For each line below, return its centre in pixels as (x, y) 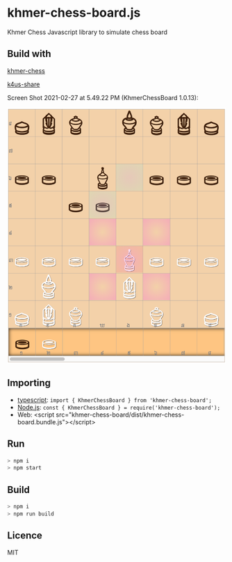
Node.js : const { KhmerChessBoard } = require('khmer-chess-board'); (119, 407)
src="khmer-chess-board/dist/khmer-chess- (120, 415)
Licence (25, 536)
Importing (29, 383)
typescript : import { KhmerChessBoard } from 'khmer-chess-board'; (114, 400)
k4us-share (24, 84)
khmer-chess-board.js (74, 13)
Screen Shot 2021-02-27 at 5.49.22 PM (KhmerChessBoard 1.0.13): (103, 97)
